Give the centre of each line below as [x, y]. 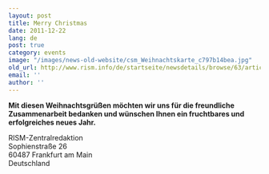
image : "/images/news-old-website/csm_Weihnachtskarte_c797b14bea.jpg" [130, 61]
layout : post [30, 16]
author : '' [26, 82]
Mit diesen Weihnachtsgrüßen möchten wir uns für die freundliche [121, 105]
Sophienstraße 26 [38, 146]
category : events [37, 53]
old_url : [23, 68]
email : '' [25, 75]
